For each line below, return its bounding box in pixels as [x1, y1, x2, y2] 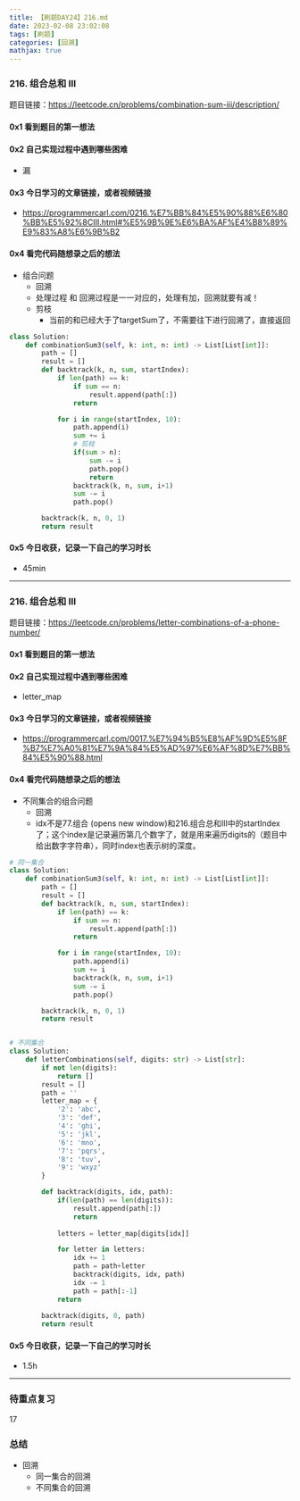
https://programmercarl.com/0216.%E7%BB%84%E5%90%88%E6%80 [21, 207, 288, 219]
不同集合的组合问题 [21, 796, 94, 806]
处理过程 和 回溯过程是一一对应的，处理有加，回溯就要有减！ [35, 292, 260, 303]
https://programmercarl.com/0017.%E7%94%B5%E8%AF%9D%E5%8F [21, 733, 287, 744]
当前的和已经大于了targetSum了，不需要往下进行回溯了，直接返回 [48, 314, 291, 325]
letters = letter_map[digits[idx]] [56, 1229, 190, 1238]
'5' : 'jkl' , [56, 1130, 102, 1138]
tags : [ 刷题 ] [9, 29, 55, 38]
